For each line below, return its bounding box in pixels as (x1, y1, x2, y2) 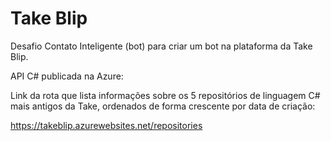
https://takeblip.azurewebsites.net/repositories (10, 119, 203, 131)
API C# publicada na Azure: (10, 70, 124, 82)
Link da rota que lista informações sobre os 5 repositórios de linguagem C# (10, 89, 321, 101)
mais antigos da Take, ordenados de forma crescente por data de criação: (10, 100, 316, 112)
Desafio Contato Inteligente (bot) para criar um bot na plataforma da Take (10, 40, 313, 52)
